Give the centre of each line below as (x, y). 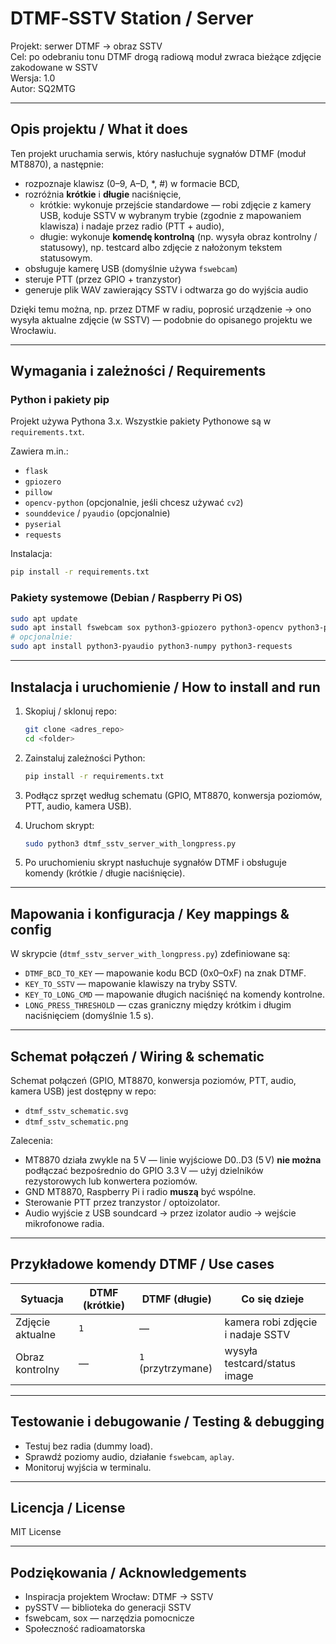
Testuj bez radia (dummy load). (88, 1446)
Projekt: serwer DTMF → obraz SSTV (86, 46)
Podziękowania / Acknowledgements (128, 1572)
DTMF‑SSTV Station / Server (132, 18)
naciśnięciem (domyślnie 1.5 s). (89, 1016)
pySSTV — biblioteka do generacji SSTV (108, 1608)
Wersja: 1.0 (33, 78)
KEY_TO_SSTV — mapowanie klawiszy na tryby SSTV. (131, 984)
